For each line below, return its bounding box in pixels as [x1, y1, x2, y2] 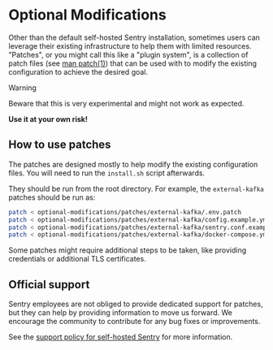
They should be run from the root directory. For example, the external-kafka [8, 184, 264, 193]
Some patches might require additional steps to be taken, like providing [8, 245, 247, 255]
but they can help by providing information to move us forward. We [8, 308, 233, 318]
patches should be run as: [8, 192, 96, 202]
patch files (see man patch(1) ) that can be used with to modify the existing [8, 58, 258, 68]
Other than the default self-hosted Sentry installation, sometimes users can [8, 32, 260, 42]
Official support [8, 278, 90, 292]
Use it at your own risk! [8, 114, 88, 123]
